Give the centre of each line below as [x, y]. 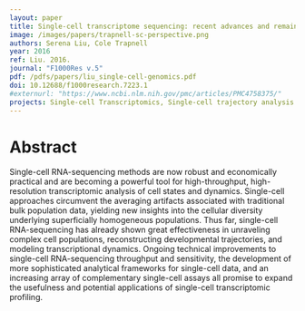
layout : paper [36, 18]
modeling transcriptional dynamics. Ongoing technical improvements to [143, 249]
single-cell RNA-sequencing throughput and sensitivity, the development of [151, 258]
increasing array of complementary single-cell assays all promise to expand [151, 278]
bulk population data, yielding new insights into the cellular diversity [136, 210]
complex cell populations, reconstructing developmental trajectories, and [146, 239]
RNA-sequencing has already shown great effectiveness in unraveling [140, 230]
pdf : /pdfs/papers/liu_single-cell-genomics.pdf [103, 77]
